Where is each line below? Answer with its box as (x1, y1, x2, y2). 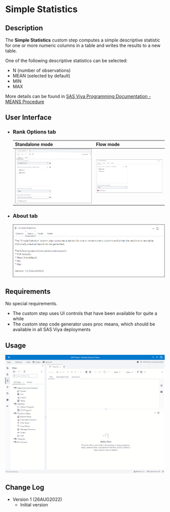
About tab (12, 212, 38, 219)
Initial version (20, 502, 48, 508)
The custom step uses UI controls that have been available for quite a (12, 310, 158, 316)
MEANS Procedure (5, 99, 45, 105)
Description (5, 24, 43, 32)
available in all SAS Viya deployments (12, 327, 91, 333)
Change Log (5, 483, 45, 492)
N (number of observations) (12, 67, 71, 73)
